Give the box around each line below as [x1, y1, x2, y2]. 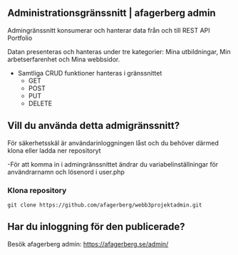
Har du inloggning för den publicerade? [7, 221, 185, 233]
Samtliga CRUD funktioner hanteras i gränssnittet [17, 68, 162, 77]
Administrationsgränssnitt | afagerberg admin [7, 7, 216, 19]
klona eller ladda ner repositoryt [7, 146, 101, 155]
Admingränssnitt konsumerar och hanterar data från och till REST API [7, 26, 210, 34]
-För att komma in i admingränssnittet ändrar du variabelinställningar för [7, 160, 219, 168]
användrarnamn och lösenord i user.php [7, 167, 125, 176]
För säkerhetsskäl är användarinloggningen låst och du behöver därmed [7, 138, 219, 147]
